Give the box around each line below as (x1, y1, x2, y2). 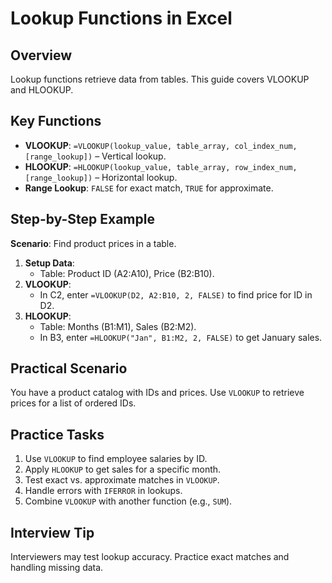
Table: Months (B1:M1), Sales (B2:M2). (39, 320, 197, 332)
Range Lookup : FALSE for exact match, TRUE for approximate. (24, 182, 274, 194)
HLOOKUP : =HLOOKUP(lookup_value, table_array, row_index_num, (24, 160, 298, 172)
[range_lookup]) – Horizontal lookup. (24, 171, 178, 183)
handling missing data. (10, 562, 104, 574)
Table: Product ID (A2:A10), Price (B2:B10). (39, 267, 215, 279)
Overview (10, 47, 73, 64)
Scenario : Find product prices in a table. (10, 237, 177, 249)
